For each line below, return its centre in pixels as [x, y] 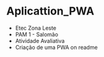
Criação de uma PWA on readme [56, 47]
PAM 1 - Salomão [37, 34]
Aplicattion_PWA [50, 11]
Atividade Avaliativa [40, 41]
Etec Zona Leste [36, 28]
